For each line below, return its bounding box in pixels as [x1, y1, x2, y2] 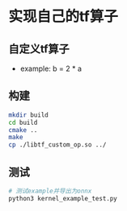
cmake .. [8, 126, 38, 134]
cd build [8, 118, 38, 126]
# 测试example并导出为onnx [8, 187, 92, 195]
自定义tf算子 [8, 42, 70, 56]
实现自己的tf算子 [8, 7, 119, 26]
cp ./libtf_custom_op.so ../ [8, 141, 107, 149]
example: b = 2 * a [19, 64, 83, 73]
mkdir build [8, 110, 49, 119]
